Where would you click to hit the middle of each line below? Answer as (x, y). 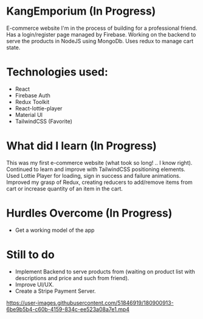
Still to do (30, 254)
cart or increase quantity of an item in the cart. (65, 188)
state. (13, 47)
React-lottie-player (39, 108)
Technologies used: (57, 72)
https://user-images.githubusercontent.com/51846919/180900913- (90, 303)
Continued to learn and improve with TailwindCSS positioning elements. (96, 169)
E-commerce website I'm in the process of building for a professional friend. (102, 28)
